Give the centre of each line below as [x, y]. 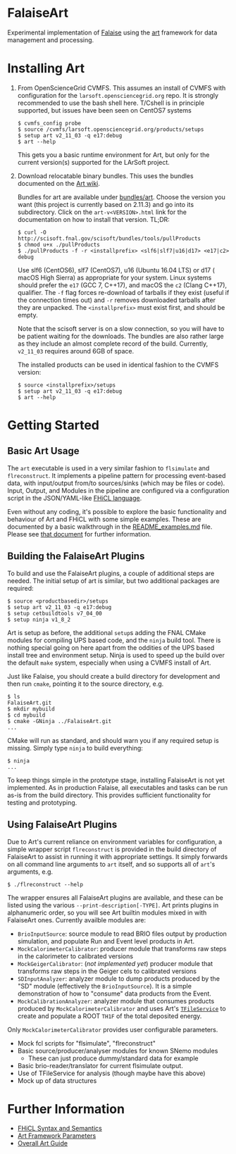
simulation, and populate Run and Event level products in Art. [106, 941]
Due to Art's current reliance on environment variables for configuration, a [115, 841]
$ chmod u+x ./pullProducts [58, 244]
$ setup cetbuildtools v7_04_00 [55, 613]
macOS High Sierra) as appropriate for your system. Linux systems [114, 277]
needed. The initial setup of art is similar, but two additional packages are [113, 581]
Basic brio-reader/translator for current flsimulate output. [100, 1065]
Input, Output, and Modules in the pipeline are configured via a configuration [118, 490]
